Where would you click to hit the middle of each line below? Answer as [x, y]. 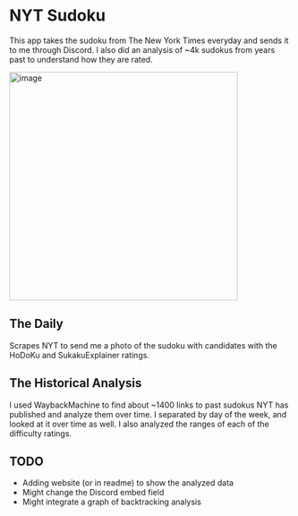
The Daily [37, 324]
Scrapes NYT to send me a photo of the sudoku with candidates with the [143, 345]
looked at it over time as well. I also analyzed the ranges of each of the [140, 424]
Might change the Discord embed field [93, 493]
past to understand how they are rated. [81, 59]
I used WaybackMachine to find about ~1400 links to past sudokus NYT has [149, 405]
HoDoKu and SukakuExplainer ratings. [80, 355]
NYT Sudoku [57, 16]
